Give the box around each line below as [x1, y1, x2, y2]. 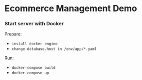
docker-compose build [11, 65, 55, 70]
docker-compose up [11, 71, 49, 76]
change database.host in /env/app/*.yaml [11, 47, 97, 51]
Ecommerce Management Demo [4, 3, 137, 14]
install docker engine [11, 42, 58, 47]
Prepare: [4, 31, 22, 37]
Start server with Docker [4, 20, 64, 27]
